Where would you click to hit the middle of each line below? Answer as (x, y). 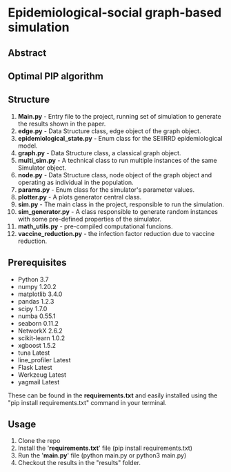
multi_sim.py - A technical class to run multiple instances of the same (117, 160)
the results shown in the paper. (62, 124)
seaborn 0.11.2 (38, 323)
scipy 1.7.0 (32, 308)
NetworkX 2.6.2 (40, 331)
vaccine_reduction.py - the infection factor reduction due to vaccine (116, 233)
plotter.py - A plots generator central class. (80, 197)
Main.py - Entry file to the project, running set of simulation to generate (119, 116)
